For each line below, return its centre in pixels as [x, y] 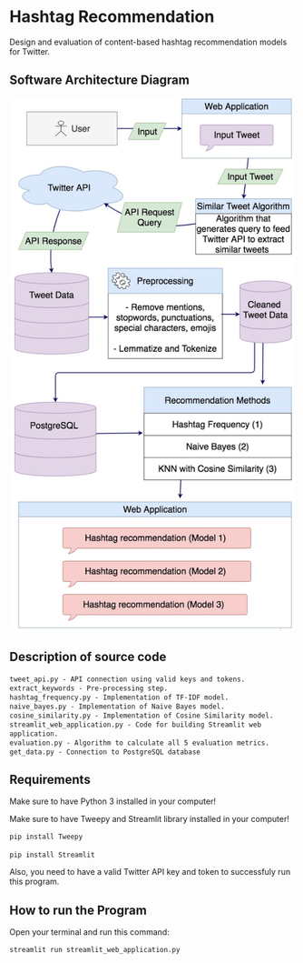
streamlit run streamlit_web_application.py [95, 950]
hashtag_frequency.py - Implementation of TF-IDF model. [119, 697]
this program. [34, 882]
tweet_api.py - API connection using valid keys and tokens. [127, 679]
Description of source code [88, 657]
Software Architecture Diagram [100, 80]
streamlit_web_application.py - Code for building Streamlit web [135, 725]
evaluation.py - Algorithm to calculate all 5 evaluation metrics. [140, 743]
